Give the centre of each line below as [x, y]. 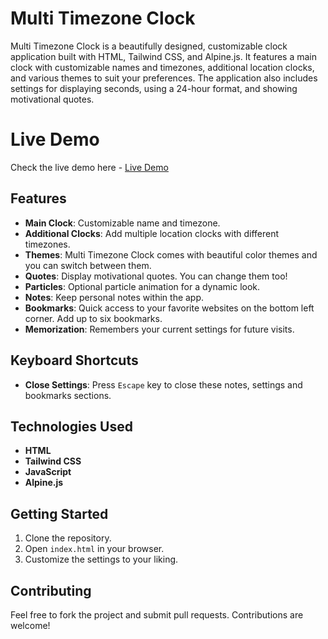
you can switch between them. [88, 265]
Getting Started [59, 513]
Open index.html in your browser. [94, 549]
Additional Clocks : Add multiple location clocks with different [152, 233]
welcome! [30, 625]
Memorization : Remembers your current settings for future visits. [159, 329]
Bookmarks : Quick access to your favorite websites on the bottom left [169, 308]
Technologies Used [71, 426]
